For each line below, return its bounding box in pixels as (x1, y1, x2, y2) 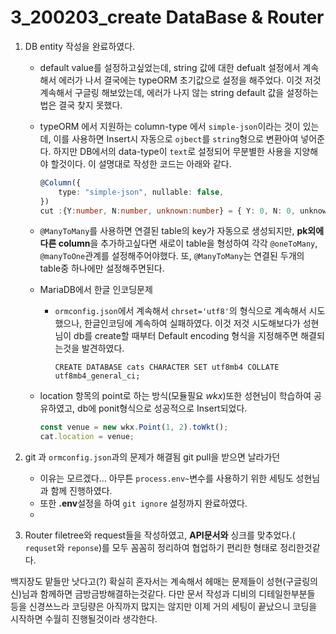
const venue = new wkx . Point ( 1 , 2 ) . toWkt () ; (39, 422, 229, 433)
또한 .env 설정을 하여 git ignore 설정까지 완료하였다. (39, 497, 248, 510)
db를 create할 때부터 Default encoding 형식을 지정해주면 (73, 330, 299, 342)
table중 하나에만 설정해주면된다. (39, 262, 165, 275)
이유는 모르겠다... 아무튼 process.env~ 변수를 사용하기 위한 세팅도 (39, 472, 294, 485)
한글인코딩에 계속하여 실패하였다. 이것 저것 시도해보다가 (84, 317, 301, 330)
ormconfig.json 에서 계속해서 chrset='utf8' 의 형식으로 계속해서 (54, 305, 307, 317)
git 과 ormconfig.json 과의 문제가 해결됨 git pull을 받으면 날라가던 (24, 451, 281, 463)
